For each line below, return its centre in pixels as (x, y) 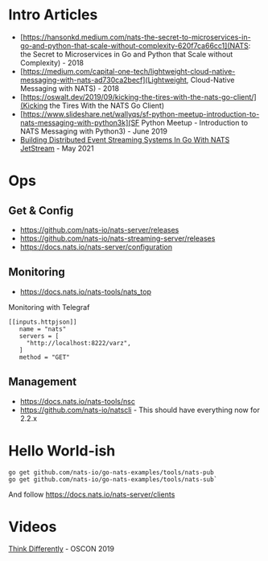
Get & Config (41, 210)
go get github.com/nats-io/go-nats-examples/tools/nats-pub (111, 472)
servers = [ (39, 336)
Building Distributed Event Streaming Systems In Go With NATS (125, 139)
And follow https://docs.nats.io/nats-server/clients (92, 494)
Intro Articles (53, 15)
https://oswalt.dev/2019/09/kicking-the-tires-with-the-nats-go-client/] (140, 97)
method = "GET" (44, 357)
